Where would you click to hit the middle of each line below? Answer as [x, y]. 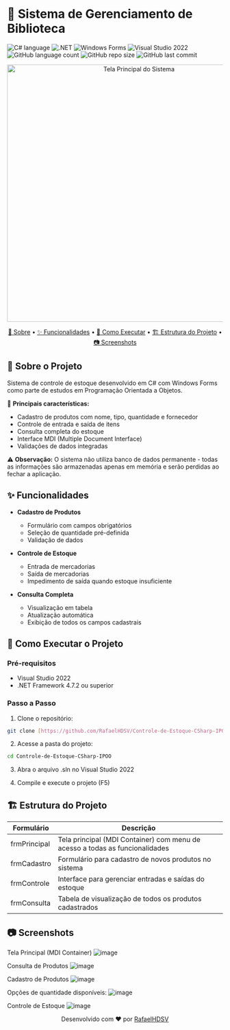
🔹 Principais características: [48, 403]
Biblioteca [36, 28]
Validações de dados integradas [62, 446]
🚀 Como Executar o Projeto [65, 643]
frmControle [30, 883]
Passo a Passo [31, 703]
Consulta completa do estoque [60, 431]
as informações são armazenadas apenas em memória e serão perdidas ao [113, 467]
